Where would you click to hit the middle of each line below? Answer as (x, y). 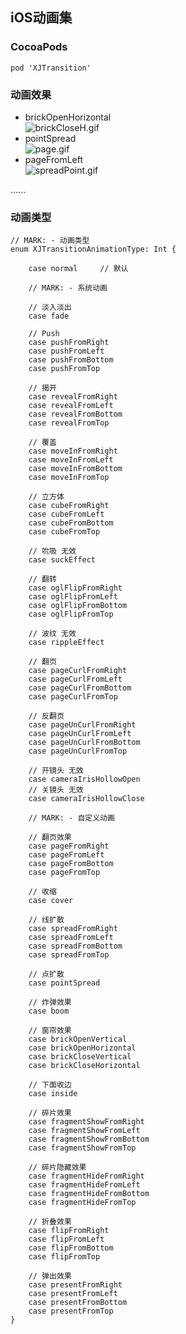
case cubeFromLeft (66, 514)
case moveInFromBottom (75, 469)
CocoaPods (39, 47)
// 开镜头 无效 (56, 771)
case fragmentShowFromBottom (89, 1139)
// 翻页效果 (50, 838)
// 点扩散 (46, 974)
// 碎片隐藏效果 (57, 1168)
